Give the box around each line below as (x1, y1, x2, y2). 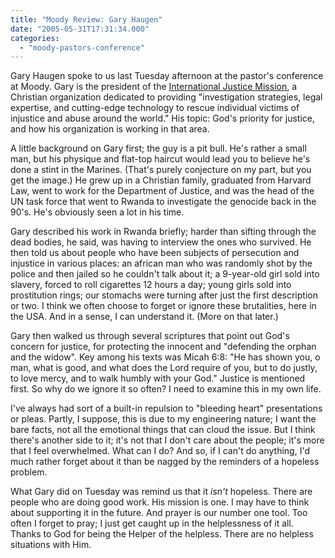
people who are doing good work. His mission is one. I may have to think (10, 496, 310, 508)
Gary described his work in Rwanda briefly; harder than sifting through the (10, 226, 317, 238)
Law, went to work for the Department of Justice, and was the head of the (10, 185, 315, 197)
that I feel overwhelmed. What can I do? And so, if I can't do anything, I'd (10, 445, 310, 457)
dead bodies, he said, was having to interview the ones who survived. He (10, 236, 312, 248)
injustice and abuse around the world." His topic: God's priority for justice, (10, 112, 315, 125)
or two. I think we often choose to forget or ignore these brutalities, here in (10, 300, 317, 312)
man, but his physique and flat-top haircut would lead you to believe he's (10, 153, 311, 165)
